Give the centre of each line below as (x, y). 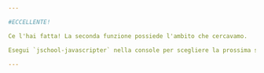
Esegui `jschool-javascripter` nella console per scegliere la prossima (130, 50)
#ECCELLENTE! (29, 22)
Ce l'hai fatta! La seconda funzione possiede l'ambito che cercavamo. (128, 36)
